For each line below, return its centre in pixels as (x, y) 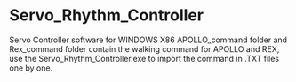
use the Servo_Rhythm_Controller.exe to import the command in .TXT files (144, 58)
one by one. (31, 68)
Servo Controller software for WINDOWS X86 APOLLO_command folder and (148, 40)
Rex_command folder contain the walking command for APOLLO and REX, (144, 48)
